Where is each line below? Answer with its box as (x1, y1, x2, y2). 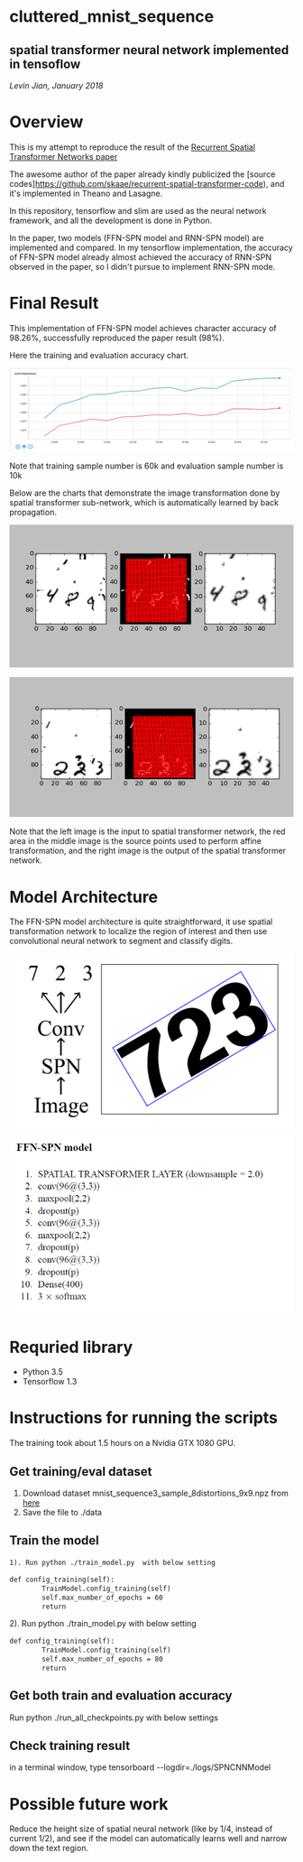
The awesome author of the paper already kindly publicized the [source (9, 169, 276, 180)
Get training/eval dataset (9, 1464, 152, 1479)
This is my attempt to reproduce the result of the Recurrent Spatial (9, 142, 255, 153)
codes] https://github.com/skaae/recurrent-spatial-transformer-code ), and (9, 178, 285, 189)
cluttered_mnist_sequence (9, 6, 215, 27)
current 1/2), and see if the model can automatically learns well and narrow (9, 1833, 288, 1844)
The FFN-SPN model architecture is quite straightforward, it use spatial (9, 916, 273, 927)
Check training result (9, 1738, 131, 1754)
